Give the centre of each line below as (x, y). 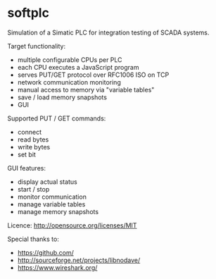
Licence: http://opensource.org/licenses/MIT (72, 225)
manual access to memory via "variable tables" (86, 89)
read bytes (33, 139)
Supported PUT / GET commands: (57, 118)
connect (30, 132)
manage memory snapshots (58, 211)
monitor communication (52, 197)
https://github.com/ (45, 252)
